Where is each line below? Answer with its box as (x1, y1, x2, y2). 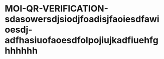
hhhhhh (5, 45, 38, 57)
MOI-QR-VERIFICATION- (5, 3, 108, 14)
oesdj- (5, 24, 33, 35)
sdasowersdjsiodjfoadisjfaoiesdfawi (5, 13, 159, 25)
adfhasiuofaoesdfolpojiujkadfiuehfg (5, 35, 158, 46)
